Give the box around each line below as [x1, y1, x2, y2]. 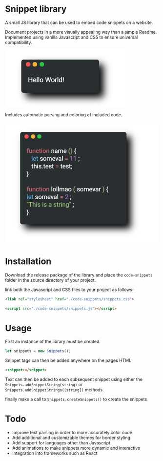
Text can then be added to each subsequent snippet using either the [5, 377, 143, 382]
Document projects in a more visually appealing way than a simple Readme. [5, 29, 157, 35]
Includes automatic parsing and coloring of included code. [5, 111, 122, 118]
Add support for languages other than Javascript [12, 440, 111, 446]
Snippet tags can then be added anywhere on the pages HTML [5, 357, 132, 363]
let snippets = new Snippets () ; [5, 349, 71, 354]
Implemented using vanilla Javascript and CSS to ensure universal [5, 34, 138, 40]
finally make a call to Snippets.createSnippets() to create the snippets [5, 397, 147, 402]
